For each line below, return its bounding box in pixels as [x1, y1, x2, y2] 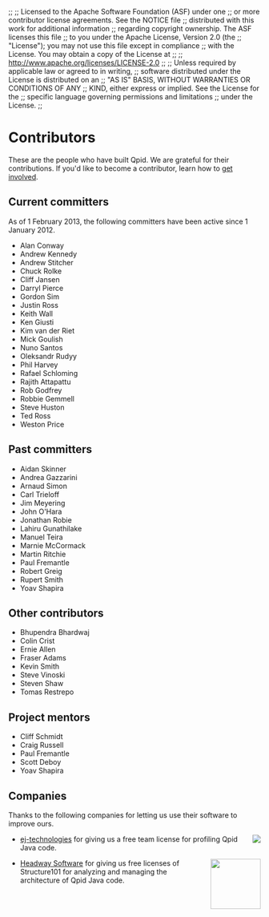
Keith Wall [19, 309, 54, 318]
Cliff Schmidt [19, 732, 63, 741]
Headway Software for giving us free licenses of [19, 858, 180, 868]
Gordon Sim [19, 292, 60, 301]
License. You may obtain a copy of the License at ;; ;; [8, 50, 183, 59]
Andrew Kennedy [19, 248, 78, 259]
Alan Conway [19, 240, 64, 250]
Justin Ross [19, 300, 58, 309]
